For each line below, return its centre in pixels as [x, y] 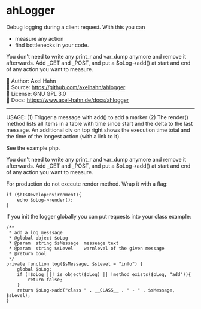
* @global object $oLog [38, 238]
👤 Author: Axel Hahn [31, 81]
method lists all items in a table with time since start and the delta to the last [100, 123]
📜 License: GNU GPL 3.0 [36, 93]
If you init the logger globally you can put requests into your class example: [99, 216]
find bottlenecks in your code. [52, 45]
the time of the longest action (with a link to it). [64, 136]
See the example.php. [33, 148]
